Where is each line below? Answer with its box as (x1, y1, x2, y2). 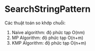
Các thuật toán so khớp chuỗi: (4, 20, 66, 26)
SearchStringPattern (4, 3, 91, 15)
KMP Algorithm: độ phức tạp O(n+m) (11, 40, 87, 46)
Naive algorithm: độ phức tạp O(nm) (11, 29, 85, 35)
